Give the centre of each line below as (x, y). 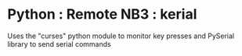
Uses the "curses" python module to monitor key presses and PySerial (121, 36)
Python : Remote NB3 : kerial (102, 14)
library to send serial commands (59, 44)
